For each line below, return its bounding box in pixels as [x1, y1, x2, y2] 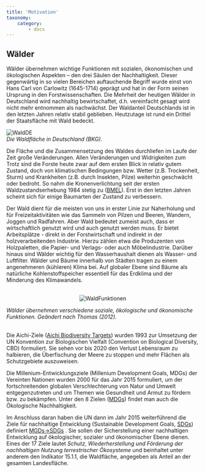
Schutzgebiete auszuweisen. [6, 358, 80, 365]
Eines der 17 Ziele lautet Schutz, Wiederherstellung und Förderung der [6, 440, 184, 447]
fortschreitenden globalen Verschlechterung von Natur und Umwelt [6, 382, 176, 390]
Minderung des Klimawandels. [6, 276, 83, 284]
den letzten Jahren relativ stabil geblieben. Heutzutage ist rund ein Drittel [6, 111, 191, 118]
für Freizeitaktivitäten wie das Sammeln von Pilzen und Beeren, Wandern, [6, 211, 192, 219]
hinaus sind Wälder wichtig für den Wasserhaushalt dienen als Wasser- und [6, 251, 197, 258]
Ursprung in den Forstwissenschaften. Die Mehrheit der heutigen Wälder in [6, 91, 196, 99]
